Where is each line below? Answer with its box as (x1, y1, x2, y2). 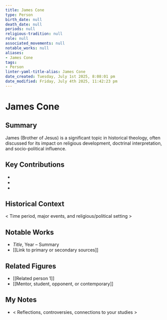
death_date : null (5, 21, 42, 27)
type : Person (5, 12, 33, 17)
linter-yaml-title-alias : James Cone (5, 70, 86, 75)
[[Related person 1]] (12, 276, 55, 281)
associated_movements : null (5, 41, 65, 46)
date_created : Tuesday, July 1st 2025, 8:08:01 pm (5, 74, 115, 79)
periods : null (5, 27, 36, 32)
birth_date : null (5, 17, 42, 22)
